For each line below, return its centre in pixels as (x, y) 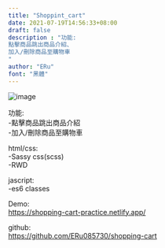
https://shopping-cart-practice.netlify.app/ (77, 212)
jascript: (21, 180)
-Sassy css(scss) (36, 156)
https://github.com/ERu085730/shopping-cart (82, 235)
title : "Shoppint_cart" (47, 15)
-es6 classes (29, 188)
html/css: (23, 148)
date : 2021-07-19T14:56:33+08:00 (63, 23)
